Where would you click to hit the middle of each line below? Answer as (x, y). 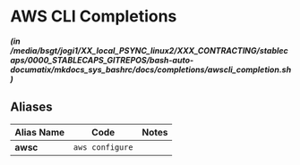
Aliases (31, 107)
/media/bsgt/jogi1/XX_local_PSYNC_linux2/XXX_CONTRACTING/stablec (150, 50)
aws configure (103, 147)
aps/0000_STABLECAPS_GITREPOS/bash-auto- (102, 60)
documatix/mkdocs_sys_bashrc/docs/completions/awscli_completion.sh (151, 70)
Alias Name (40, 132)
